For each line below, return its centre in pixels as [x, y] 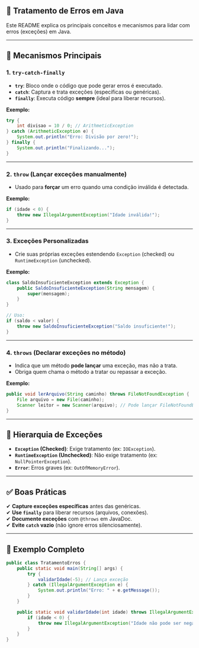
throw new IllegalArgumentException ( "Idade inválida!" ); [89, 215]
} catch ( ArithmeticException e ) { [50, 131]
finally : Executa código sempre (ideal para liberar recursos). [90, 98]
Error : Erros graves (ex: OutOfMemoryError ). [67, 468]
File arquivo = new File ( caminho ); [61, 400]
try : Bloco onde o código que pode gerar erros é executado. [89, 85]
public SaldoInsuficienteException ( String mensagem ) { [86, 288]
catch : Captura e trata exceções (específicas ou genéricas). [88, 92]
